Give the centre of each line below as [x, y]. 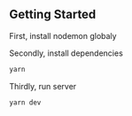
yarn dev [25, 102]
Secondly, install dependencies [66, 53]
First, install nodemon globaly [63, 35]
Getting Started [53, 15]
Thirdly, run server [43, 86]
